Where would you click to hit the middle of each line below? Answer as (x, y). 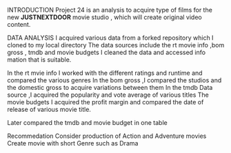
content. (19, 24)
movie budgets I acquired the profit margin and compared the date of (106, 102)
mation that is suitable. (39, 60)
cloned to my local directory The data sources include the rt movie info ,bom (116, 45)
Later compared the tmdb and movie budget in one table (87, 122)
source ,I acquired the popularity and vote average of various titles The (108, 95)
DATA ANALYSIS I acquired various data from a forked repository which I (110, 38)
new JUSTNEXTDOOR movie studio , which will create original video (104, 17)
